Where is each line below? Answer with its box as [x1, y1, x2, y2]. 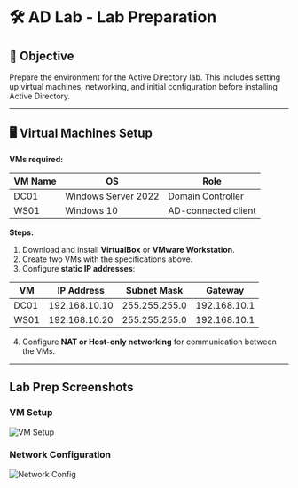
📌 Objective [9, 48, 74, 63]
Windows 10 [65, 204, 118, 216]
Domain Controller [168, 190, 244, 202]
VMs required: [9, 153, 64, 164]
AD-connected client [168, 204, 256, 216]
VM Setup [9, 406, 53, 419]
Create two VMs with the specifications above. [21, 254, 193, 264]
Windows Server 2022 [65, 190, 160, 202]
